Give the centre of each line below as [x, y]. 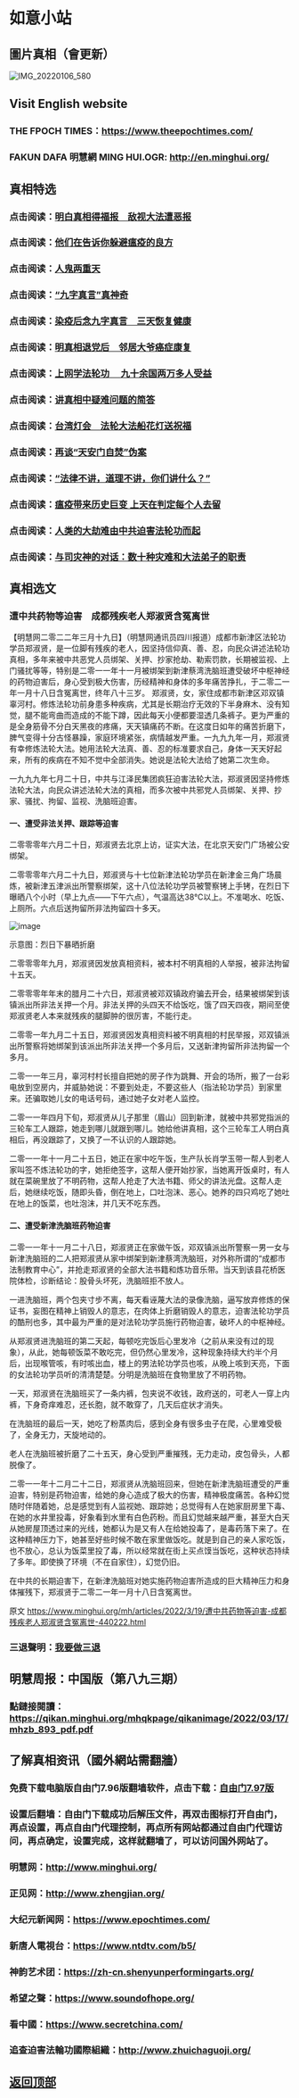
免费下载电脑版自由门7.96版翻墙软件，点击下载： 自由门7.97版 [141, 1788]
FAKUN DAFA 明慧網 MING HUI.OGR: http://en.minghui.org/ [139, 157]
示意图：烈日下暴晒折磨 [52, 945]
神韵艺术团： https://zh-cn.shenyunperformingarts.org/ [132, 1971]
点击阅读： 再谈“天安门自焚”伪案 [78, 452]
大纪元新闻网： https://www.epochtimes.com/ [110, 1920]
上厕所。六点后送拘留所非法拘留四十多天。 [87, 908]
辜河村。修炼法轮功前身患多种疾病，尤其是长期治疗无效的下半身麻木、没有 [145, 704]
